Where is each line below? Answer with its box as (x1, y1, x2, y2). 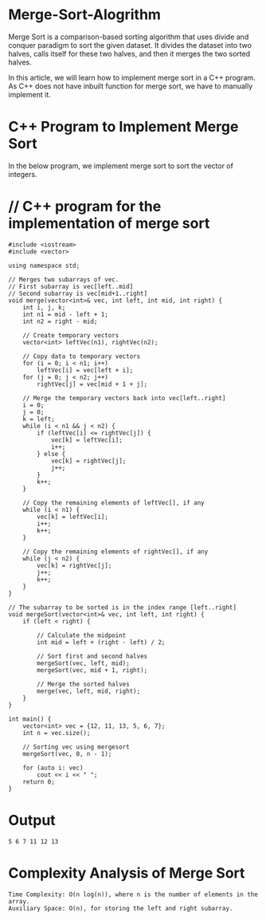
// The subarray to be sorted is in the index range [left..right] (8, 604, 237, 611)
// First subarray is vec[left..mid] (8, 282, 134, 290)
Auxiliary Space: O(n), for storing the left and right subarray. (8, 904, 233, 912)
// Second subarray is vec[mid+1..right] (8, 289, 148, 297)
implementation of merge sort (8, 214, 210, 233)
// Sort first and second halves (37, 652, 148, 660)
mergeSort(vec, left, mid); (37, 659, 130, 667)
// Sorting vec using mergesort (22, 743, 130, 751)
